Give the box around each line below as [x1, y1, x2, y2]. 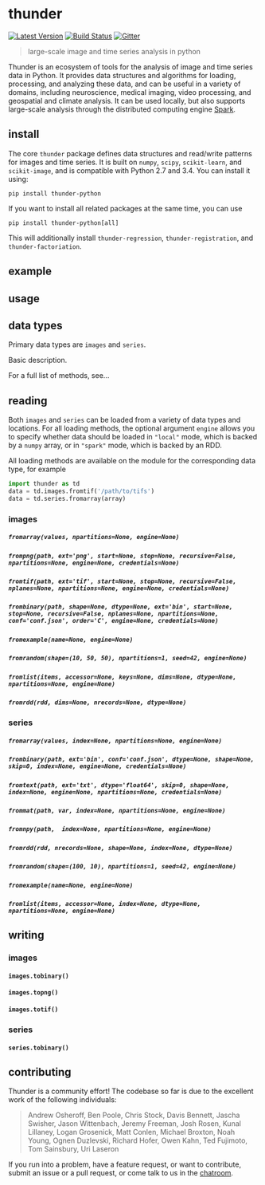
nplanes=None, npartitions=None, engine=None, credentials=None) [8, 585, 229, 592]
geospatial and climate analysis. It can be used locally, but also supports [8, 96, 246, 105]
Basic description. [8, 356, 68, 365]
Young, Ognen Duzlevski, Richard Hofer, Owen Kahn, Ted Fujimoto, [27, 1136, 248, 1145]
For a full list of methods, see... [8, 371, 110, 380]
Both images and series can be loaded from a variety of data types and [8, 415, 241, 425]
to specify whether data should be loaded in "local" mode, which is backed [8, 432, 257, 442]
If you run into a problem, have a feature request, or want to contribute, [8, 1159, 241, 1169]
